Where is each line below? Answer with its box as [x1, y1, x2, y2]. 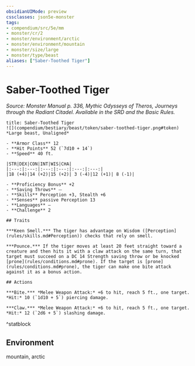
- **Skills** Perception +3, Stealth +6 [6, 192, 107, 198]
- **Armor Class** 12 [6, 140, 59, 147]
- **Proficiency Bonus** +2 [6, 182, 75, 188]
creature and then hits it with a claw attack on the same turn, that [6, 249, 182, 254]
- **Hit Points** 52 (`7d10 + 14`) [6, 146, 93, 152]
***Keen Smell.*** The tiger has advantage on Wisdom [6, 228, 141, 234]
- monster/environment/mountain [6, 42, 85, 48]
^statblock [6, 321, 31, 328]
